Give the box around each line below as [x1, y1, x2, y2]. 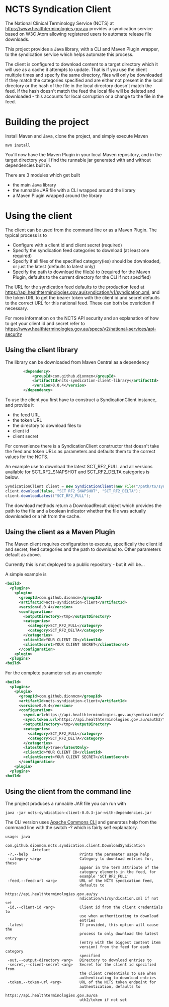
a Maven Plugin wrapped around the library [12, 193, 103, 199]
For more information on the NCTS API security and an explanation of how [5, 315, 159, 321]
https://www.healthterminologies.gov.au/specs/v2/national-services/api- [5, 326, 156, 332]
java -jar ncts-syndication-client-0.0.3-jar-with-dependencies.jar [5, 810, 152, 815]
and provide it [5, 402, 34, 408]
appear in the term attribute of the [79, 865, 158, 870]
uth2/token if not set [79, 997, 127, 1002]
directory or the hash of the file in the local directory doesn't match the [5, 82, 152, 89]
